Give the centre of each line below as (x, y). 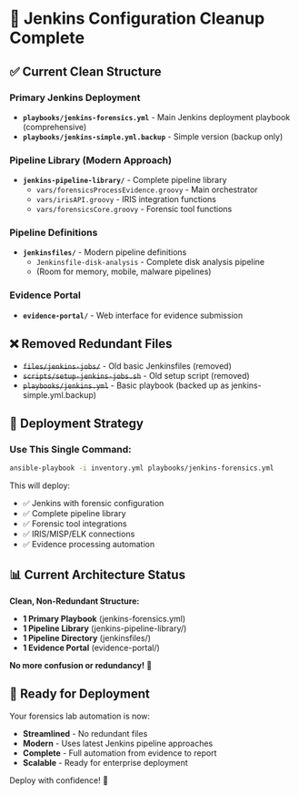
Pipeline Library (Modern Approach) (91, 160)
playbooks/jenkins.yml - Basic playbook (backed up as (126, 385)
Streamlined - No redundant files (85, 733)
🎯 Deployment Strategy (76, 423)
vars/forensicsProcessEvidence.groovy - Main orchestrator (147, 189)
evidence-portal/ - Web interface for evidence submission (133, 315)
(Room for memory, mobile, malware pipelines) (124, 271)
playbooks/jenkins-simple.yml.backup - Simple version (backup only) (153, 137)
